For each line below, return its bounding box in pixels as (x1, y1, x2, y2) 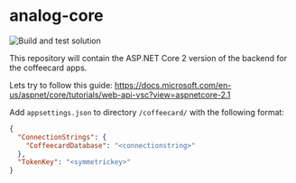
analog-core (9, 5, 104, 26)
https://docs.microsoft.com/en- (114, 79, 232, 90)
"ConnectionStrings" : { (17, 133, 106, 142)
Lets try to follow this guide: (9, 79, 113, 90)
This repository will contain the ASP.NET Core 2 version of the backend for (9, 52, 287, 63)
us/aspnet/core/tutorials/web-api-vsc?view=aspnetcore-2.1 (9, 89, 231, 100)
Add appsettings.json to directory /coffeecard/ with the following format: (9, 106, 284, 117)
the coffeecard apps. (9, 62, 88, 73)
